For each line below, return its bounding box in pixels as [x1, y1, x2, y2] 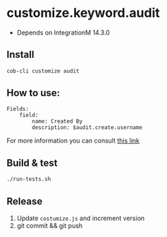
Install [6, 49, 35, 61]
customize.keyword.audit [6, 5, 160, 21]
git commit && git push [16, 221, 83, 230]
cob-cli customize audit [6, 67, 80, 75]
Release [6, 195, 43, 207]
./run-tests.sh [6, 176, 51, 183]
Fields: [6, 106, 30, 113]
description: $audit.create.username [32, 124, 142, 131]
